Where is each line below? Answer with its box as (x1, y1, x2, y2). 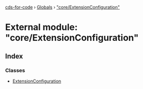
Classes (5, 67, 25, 74)
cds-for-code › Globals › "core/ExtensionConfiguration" (5, 4, 120, 10)
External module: (5, 22, 78, 33)
